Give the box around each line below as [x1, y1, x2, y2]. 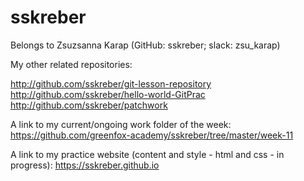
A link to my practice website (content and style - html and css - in [10, 148, 285, 160]
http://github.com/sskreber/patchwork [10, 99, 168, 111]
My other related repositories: [10, 58, 133, 70]
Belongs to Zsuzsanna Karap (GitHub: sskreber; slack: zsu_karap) [10, 39, 281, 51]
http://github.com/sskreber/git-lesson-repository [10, 77, 212, 90]
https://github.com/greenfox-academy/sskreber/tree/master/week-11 [10, 129, 294, 141]
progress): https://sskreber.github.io [10, 159, 160, 171]
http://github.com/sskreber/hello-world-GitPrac [10, 88, 206, 100]
